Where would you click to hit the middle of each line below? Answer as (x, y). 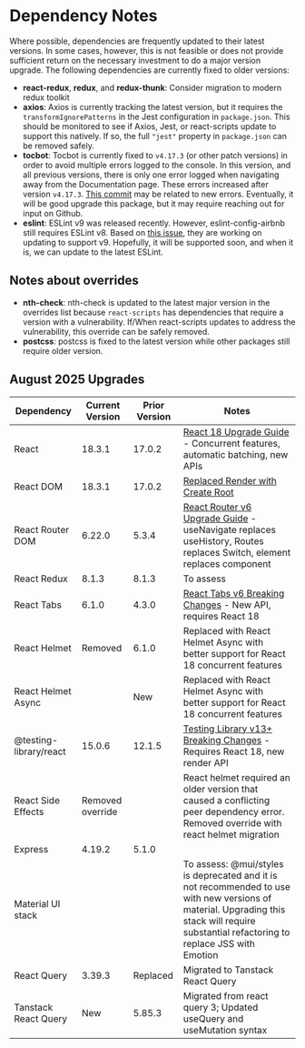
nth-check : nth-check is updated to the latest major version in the (146, 302)
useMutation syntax (225, 1030)
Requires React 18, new (234, 751)
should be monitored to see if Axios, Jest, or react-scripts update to (149, 126)
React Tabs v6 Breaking (234, 593)
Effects (29, 811)
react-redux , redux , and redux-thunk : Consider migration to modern (152, 87)
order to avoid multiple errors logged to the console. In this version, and (157, 165)
